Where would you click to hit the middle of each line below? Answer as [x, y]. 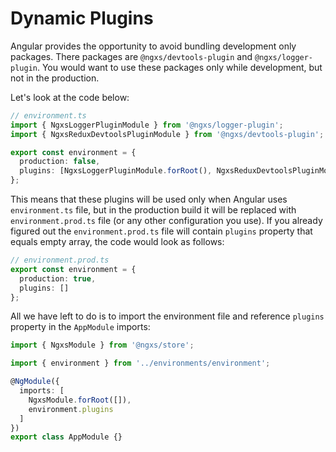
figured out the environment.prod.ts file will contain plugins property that [161, 231]
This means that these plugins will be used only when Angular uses [149, 199]
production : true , [58, 278]
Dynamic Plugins [82, 18]
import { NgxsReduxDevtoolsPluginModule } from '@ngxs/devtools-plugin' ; [167, 134]
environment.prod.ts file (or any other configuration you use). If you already [166, 221]
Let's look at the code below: [70, 97]
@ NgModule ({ [35, 382]
